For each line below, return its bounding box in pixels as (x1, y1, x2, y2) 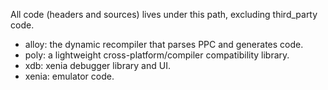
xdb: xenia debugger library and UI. (24, 60, 171, 71)
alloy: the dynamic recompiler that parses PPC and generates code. (24, 39, 304, 50)
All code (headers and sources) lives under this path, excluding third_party (10, 9, 318, 20)
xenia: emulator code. (24, 70, 115, 82)
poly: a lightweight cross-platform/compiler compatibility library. (24, 49, 290, 61)
